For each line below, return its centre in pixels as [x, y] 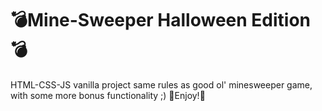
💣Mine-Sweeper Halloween [129, 20]
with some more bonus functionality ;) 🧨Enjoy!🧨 [108, 95]
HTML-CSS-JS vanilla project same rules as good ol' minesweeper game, [161, 84]
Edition [281, 20]
